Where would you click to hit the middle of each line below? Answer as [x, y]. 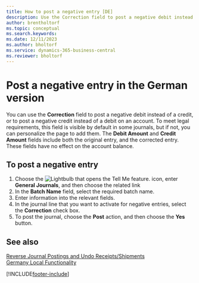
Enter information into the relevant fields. [65, 198]
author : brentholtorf [33, 23]
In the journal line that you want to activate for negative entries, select [100, 204]
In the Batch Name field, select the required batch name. [85, 191]
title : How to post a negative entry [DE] [60, 12]
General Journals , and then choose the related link [77, 185]
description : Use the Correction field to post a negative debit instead [100, 17]
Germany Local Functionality [41, 263]
